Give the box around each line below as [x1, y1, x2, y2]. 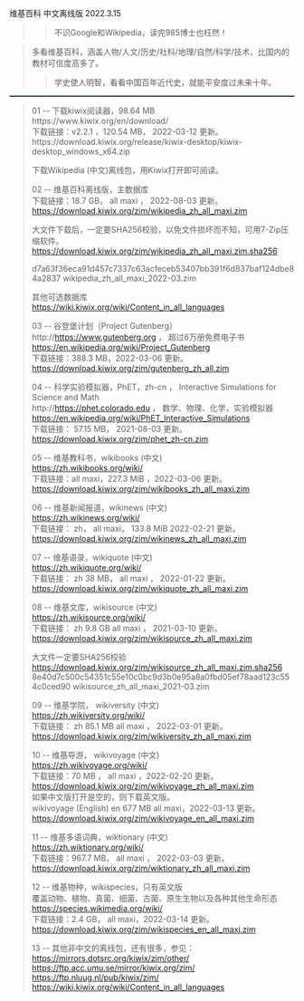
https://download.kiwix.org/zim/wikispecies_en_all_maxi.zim [31, 924, 256, 935]
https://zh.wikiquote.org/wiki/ [31, 563, 142, 573]
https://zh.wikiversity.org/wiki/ [31, 710, 146, 720]
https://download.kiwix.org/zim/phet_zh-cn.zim [31, 434, 209, 444]
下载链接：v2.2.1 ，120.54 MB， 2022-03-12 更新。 [31, 126, 223, 137]
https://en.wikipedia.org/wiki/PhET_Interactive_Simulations [31, 413, 251, 423]
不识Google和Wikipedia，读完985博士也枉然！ [53, 27, 228, 38]
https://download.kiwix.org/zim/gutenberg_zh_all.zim [31, 363, 230, 373]
